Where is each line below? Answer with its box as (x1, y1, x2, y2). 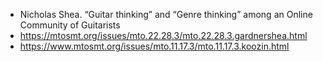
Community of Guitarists (19, 19, 121, 31)
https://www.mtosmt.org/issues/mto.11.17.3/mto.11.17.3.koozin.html (19, 40, 290, 52)
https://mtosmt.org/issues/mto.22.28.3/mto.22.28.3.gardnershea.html (19, 30, 308, 41)
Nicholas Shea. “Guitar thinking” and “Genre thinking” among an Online (19, 9, 313, 20)
